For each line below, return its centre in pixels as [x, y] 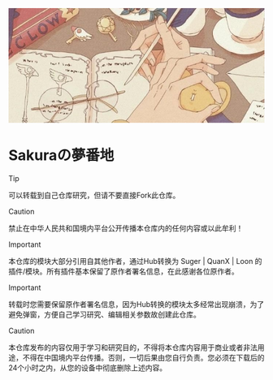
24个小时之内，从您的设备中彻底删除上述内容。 [88, 368]
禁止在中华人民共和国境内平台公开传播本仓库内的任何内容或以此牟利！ [126, 228]
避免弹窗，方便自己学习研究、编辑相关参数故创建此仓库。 [104, 315]
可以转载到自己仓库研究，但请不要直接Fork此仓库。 [94, 196]
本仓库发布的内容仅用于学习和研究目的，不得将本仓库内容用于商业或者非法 [133, 348]
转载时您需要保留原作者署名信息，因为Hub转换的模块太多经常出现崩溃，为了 [136, 304]
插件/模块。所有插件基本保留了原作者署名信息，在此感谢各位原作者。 [124, 271]
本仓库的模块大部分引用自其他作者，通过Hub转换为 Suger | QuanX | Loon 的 [135, 261]
